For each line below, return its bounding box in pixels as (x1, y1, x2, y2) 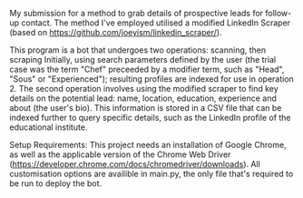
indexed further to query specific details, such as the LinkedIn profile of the (9, 113, 292, 123)
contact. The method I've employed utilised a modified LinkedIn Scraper (21, 17, 291, 28)
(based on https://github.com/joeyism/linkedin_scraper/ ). (9, 27, 222, 37)
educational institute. (9, 122, 88, 133)
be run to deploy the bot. (9, 178, 103, 189)
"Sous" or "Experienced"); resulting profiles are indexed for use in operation (9, 74, 295, 84)
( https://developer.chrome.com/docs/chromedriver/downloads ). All (9, 159, 260, 169)
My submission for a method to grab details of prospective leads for (9, 8, 264, 18)
